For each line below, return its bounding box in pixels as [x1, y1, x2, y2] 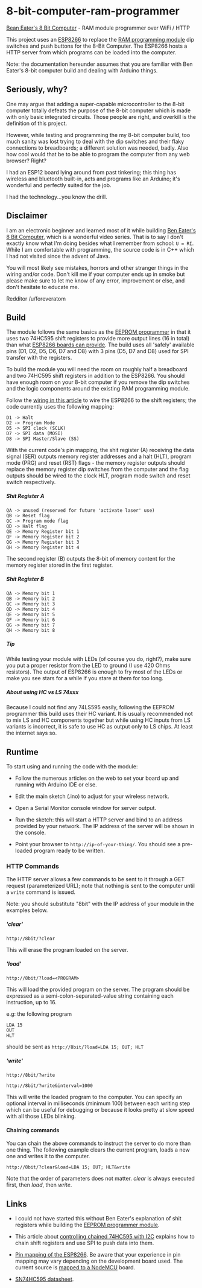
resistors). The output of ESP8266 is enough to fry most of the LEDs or [6, 668, 183, 675]
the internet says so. [6, 729, 57, 737]
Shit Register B [6, 575, 44, 582]
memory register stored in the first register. [6, 561, 113, 569]
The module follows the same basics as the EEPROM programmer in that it [6, 328, 191, 336]
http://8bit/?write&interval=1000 [6, 1083, 93, 1089]
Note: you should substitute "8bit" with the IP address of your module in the [6, 901, 194, 908]
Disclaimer [6, 211, 48, 221]
